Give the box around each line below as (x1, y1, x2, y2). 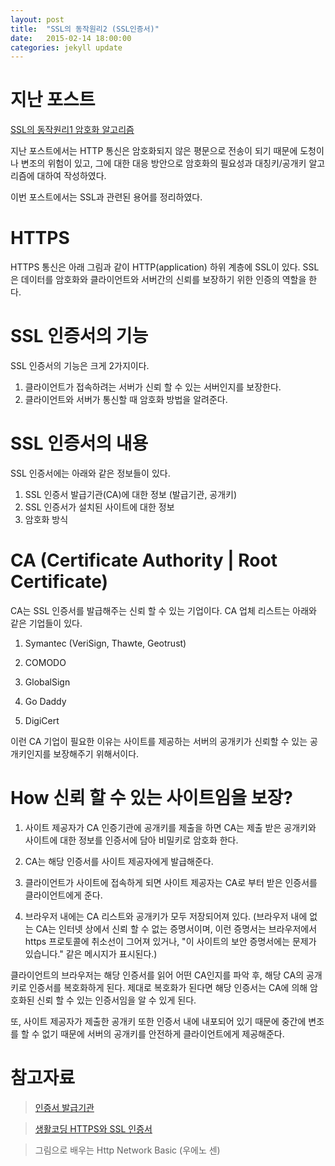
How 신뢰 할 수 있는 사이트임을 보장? (10, 787, 293, 810)
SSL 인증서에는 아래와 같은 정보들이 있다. (10, 467, 171, 479)
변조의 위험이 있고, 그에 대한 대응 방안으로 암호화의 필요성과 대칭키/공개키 (20, 157, 307, 170)
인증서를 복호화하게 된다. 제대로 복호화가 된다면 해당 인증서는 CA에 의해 (28, 981, 308, 993)
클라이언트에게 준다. (24, 889, 103, 901)
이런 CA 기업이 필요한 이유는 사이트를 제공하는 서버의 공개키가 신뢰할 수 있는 (10, 735, 308, 747)
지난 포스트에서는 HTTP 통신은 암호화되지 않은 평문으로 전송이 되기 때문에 (10, 145, 298, 157)
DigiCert (24, 714, 60, 726)
